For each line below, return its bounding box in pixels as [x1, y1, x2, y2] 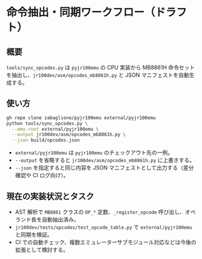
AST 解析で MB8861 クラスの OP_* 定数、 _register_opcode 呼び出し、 [15, 208, 185, 215]
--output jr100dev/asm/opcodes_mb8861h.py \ [12, 131, 126, 138]
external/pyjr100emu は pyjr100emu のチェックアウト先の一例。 [15, 149, 173, 156]
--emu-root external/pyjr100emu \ [12, 126, 99, 132]
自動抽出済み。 [41, 216, 79, 223]
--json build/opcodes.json [12, 137, 80, 143]
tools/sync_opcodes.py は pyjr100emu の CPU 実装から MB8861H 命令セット [6, 64, 195, 71]
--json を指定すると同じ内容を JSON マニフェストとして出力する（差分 [15, 164, 194, 171]
